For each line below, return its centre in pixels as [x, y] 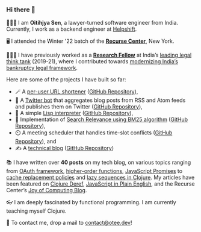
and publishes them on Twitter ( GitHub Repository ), [79, 107]
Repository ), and [36, 142]
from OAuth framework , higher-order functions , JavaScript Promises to [94, 171]
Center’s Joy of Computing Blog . [47, 190]
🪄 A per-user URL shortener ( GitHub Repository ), [76, 92]
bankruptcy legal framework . [42, 68]
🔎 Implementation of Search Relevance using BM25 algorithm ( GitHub [101, 119]
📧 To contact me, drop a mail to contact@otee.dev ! [69, 223]
